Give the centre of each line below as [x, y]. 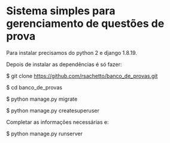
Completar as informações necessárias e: [57, 122]
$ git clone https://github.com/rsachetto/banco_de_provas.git [82, 76]
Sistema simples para [61, 11]
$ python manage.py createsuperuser [53, 110]
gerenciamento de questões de [85, 24]
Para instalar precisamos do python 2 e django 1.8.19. [72, 52]
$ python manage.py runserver [44, 133]
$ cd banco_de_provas [34, 87]
